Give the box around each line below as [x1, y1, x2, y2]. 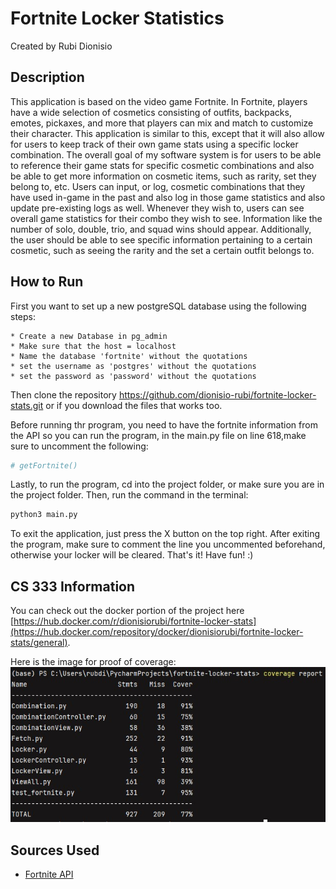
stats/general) [10, 637, 68, 649]
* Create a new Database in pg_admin [10, 331, 168, 341]
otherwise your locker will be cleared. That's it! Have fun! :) [10, 549, 254, 561]
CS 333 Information [10, 578, 136, 595]
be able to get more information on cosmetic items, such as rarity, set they [10, 170, 317, 182]
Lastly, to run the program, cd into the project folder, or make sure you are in [10, 478, 325, 491]
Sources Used [10, 842, 100, 859]
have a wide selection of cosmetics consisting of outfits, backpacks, [10, 106, 292, 118]
